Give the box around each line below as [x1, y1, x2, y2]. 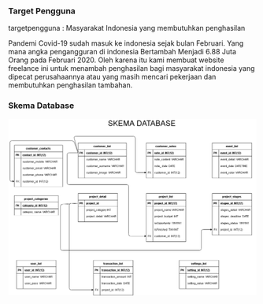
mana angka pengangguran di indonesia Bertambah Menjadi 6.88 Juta [8, 47, 237, 57]
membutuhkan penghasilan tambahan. [8, 80, 133, 90]
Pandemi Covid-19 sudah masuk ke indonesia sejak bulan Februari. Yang [8, 39, 244, 48]
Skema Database [8, 100, 75, 111]
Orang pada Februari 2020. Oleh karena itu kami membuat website [8, 55, 224, 65]
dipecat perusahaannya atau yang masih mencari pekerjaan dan [8, 72, 217, 82]
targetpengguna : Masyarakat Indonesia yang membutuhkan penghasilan [8, 24, 246, 33]
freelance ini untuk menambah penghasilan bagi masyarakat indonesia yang [8, 64, 255, 73]
